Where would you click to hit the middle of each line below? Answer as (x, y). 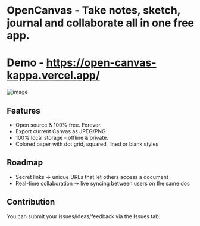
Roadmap (25, 163)
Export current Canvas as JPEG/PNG (60, 131)
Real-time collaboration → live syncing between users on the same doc (102, 183)
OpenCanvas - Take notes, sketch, (94, 10)
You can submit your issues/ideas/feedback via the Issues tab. (84, 216)
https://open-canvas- (101, 63)
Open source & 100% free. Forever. (58, 125)
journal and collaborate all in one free (100, 23)
